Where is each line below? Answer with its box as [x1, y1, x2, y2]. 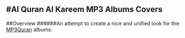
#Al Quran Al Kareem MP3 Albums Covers [6, 5, 163, 14]
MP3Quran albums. [6, 26, 53, 33]
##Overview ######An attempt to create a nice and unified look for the [6, 20, 180, 26]
